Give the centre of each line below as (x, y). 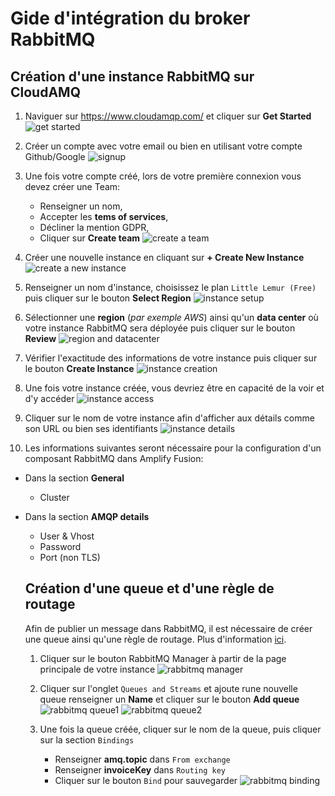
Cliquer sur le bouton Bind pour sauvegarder (146, 780)
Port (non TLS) (70, 557)
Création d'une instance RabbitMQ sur (132, 76)
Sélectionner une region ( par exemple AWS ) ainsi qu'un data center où (171, 317)
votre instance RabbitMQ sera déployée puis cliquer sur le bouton (160, 328)
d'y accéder (49, 398)
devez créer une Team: (72, 186)
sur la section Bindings (87, 739)
